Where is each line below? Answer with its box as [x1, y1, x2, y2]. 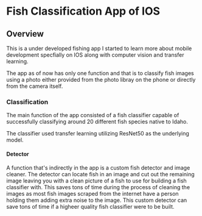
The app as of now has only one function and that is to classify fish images [6, 70, 194, 77]
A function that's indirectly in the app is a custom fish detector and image [6, 164, 190, 171]
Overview [6, 29, 44, 39]
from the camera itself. [6, 82, 63, 90]
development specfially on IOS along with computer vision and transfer [6, 51, 184, 59]
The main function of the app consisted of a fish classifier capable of [6, 112, 179, 119]
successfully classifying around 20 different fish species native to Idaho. [6, 118, 189, 126]
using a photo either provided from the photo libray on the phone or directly [6, 76, 196, 83]
